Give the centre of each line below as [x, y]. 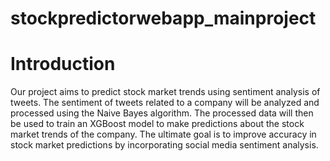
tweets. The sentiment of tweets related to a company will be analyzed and [165, 103]
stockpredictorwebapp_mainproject [163, 18]
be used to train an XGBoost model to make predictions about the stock [157, 124]
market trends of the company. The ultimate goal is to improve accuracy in [163, 134]
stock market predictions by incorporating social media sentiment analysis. [164, 145]
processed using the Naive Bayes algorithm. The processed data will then [162, 113]
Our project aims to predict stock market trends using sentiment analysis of [165, 92]
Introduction [63, 64]
